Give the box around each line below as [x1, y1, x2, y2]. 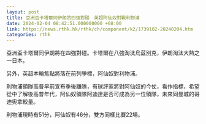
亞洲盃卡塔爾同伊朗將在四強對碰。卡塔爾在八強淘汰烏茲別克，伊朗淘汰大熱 [6, 49, 194, 57]
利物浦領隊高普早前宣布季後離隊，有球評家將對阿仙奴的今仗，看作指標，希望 [6, 83, 200, 90]
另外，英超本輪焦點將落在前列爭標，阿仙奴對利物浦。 [6, 70, 141, 77]
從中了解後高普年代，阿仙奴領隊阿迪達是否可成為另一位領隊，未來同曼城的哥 [6, 90, 200, 98]
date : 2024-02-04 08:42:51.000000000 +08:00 [6, 20, 122, 26]
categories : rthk [6, 32, 51, 38]
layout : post [6, 9, 40, 15]
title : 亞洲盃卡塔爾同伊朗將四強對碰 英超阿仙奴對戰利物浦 [6, 15, 140, 21]
